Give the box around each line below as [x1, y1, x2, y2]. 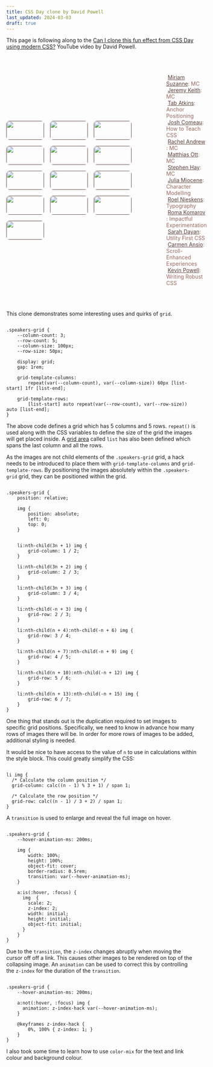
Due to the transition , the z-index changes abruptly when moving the [6, 948, 182, 955]
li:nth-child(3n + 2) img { [17, 564, 87, 570]
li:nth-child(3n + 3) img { [17, 585, 87, 591]
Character [166, 183, 191, 191]
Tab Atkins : [168, 99, 196, 107]
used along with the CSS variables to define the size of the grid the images [6, 429, 192, 436]
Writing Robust [166, 273, 203, 280]
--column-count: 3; [17, 332, 66, 339]
